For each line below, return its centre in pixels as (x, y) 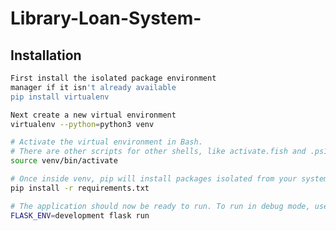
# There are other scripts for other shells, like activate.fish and (158, 152)
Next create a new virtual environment (93, 115)
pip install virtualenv (60, 97)
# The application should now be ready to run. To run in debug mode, (160, 206)
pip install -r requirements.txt (80, 188)
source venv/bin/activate (64, 161)
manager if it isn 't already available (93, 87)
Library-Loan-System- (106, 18)
